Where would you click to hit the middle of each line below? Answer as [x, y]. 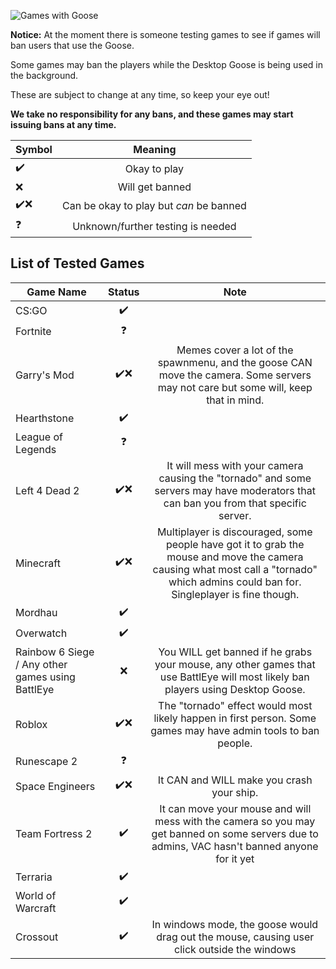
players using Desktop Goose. [235, 689]
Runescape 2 [46, 762]
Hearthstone [45, 418]
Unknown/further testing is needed [154, 226]
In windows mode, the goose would [235, 924]
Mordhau [36, 613]
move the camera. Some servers [235, 375]
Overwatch [41, 633]
